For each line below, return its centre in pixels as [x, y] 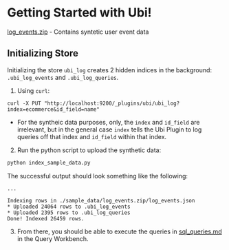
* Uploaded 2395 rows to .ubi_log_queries [69, 212]
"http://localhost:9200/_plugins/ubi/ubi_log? [112, 103]
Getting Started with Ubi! [80, 13]
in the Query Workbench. [53, 238]
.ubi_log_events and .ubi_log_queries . [63, 77]
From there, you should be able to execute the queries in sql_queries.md [119, 231]
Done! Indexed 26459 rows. [46, 218]
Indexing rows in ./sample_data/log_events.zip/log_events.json [101, 200]
